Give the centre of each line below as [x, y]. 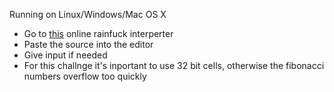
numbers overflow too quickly [85, 76]
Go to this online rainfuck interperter [98, 33]
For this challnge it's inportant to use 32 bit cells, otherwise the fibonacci [174, 65]
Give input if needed [65, 55]
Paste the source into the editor [88, 44]
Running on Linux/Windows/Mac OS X [88, 14]
